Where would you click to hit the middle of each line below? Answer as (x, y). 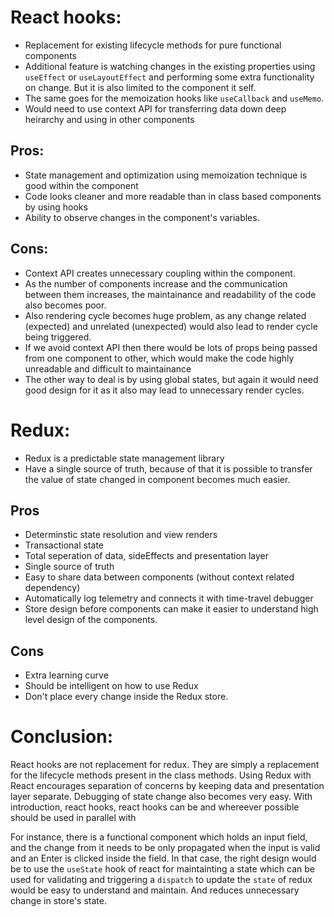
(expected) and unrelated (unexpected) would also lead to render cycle (171, 326)
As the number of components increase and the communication (156, 283)
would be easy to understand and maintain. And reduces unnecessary (155, 890)
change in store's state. (58, 901)
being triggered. (58, 337)
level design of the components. (91, 620)
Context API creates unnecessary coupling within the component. (160, 273)
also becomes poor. (65, 305)
